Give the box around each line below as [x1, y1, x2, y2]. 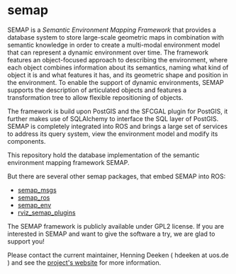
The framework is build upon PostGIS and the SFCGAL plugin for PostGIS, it [7, 107, 228, 115]
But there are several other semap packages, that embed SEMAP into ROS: [7, 172, 226, 181]
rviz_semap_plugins [17, 208, 76, 217]
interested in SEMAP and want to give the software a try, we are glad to [7, 229, 215, 238]
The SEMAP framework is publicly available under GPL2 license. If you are [7, 222, 225, 230]
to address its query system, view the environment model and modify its [7, 130, 218, 138]
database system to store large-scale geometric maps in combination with [7, 33, 225, 41]
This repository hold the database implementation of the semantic [7, 151, 200, 159]
